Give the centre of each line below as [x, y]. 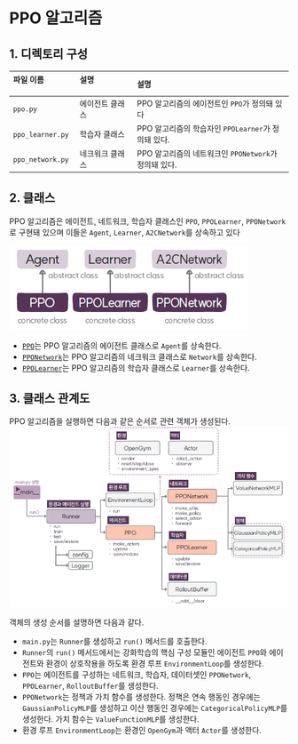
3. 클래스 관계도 [50, 398]
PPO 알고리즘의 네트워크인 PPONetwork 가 [207, 154]
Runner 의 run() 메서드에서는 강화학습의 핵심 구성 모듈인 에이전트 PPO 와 [145, 652]
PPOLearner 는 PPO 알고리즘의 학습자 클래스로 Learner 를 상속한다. [136, 368]
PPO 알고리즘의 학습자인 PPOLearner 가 [204, 128]
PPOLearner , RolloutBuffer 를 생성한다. [90, 685]
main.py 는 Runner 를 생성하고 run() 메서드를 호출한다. [114, 641]
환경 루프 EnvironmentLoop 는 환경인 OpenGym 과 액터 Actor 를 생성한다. [141, 730]
